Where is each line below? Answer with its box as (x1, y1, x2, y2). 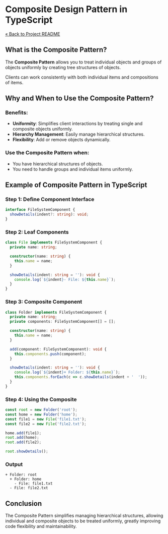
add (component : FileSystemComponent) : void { (10, 346, 107, 351)
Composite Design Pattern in (5, 4, 128, 15)
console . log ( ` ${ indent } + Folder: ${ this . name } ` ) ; (14, 370, 121, 375)
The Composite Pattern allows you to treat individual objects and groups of (5, 59, 162, 65)
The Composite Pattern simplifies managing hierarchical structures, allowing (5, 513, 163, 519)
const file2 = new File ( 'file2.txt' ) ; (5, 421, 87, 427)
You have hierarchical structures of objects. (12, 160, 103, 167)
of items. (5, 79, 24, 85)
